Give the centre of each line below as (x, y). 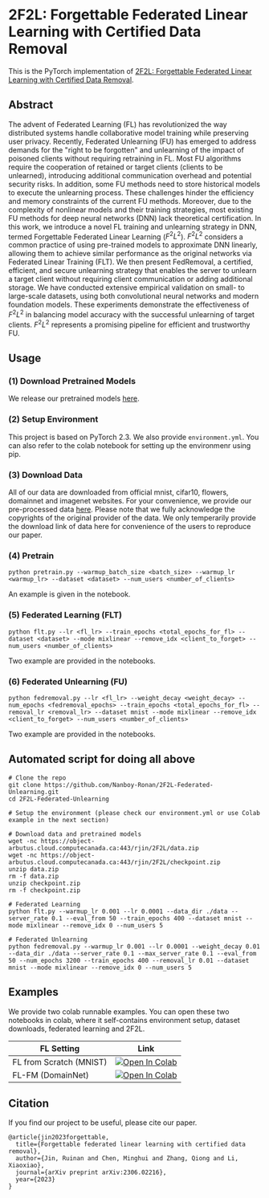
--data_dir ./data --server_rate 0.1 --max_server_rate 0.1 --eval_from (132, 953)
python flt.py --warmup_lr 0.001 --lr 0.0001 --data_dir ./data (118, 911)
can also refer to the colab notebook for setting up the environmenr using (130, 445)
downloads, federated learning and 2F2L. (77, 1029)
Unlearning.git (34, 792)
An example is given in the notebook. (69, 594)
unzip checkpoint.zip (45, 883)
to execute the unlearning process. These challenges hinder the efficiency (131, 192)
